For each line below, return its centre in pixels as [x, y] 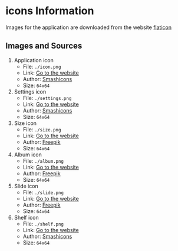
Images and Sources [44, 46]
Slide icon [26, 186]
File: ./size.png [42, 129]
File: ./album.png [43, 160]
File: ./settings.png [47, 98]
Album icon [28, 155]
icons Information [50, 11]
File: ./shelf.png [43, 224]
